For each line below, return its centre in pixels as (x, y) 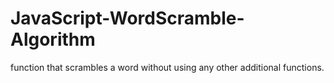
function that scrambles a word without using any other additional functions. (167, 67)
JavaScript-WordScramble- (127, 18)
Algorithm (53, 39)
